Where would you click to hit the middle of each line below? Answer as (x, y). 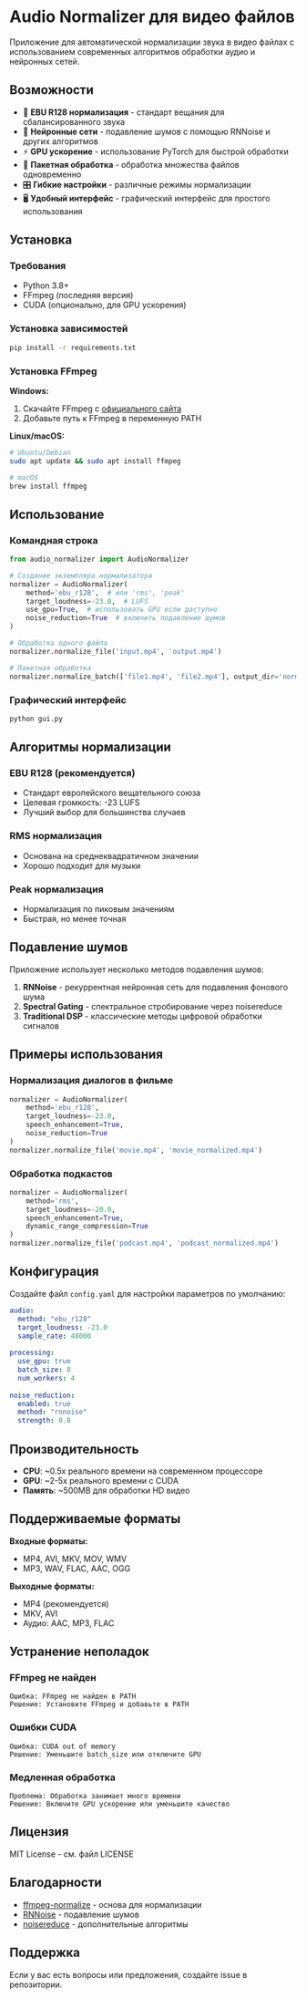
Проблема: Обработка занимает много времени (95, 1797)
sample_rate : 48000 (55, 1336)
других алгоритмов (60, 141)
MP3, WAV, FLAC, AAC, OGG (76, 1568)
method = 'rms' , (52, 1201)
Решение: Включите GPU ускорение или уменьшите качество (120, 1804)
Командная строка (54, 540)
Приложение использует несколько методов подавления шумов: (137, 969)
